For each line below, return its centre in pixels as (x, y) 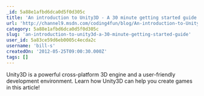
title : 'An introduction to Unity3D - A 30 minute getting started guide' (103, 18)
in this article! (23, 87)
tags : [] (17, 57)
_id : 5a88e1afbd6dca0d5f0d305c (46, 12)
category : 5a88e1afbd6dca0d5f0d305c (53, 29)
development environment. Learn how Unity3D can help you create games (100, 81)
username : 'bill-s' (31, 46)
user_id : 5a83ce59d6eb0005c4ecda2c (51, 40)
